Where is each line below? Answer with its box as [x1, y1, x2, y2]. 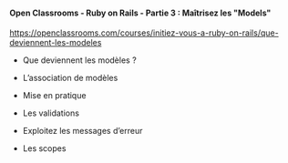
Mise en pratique [22, 90, 87, 101]
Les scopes [22, 143, 67, 154]
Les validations [22, 107, 80, 118]
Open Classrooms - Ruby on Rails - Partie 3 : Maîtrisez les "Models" [9, 7, 272, 18]
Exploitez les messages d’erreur [22, 126, 143, 137]
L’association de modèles [22, 73, 118, 84]
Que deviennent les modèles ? [22, 55, 137, 66]
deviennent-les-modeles [9, 37, 102, 48]
